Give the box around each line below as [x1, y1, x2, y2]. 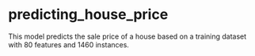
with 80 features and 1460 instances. [8, 39, 129, 49]
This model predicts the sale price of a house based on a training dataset [8, 32, 247, 41]
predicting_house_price [8, 6, 169, 24]
